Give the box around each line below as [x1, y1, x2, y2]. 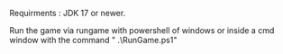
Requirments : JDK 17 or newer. [9, 8, 126, 18]
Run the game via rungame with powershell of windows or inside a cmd [9, 25, 275, 35]
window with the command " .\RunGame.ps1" [9, 35, 178, 45]
